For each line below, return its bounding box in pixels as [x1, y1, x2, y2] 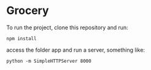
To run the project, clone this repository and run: [6, 24, 128, 31]
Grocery [6, 4, 49, 18]
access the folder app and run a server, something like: [6, 46, 145, 54]
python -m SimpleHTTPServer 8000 [6, 58, 92, 64]
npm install [6, 35, 37, 41]
